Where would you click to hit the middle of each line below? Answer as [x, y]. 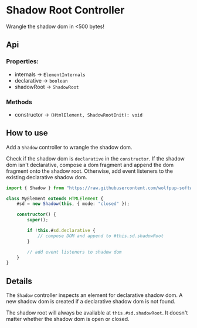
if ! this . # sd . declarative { [61, 231]
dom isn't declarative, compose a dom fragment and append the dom [90, 165]
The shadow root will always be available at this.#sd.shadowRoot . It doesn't [97, 313]
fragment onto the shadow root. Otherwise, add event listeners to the [89, 171]
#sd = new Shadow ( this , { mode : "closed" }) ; [73, 204]
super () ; [38, 220]
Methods [19, 102]
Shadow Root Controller [65, 10]
